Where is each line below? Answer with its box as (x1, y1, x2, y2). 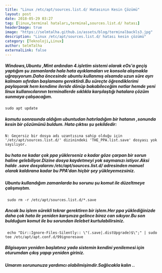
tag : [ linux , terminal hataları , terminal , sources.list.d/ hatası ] (5, 20, 140, 26)
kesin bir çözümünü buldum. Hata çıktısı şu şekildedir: (5, 121, 117, 127)
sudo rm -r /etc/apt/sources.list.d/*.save (7, 197, 97, 202)
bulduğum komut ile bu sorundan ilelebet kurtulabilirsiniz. (5, 218, 125, 224)
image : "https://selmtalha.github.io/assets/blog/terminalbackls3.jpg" (5, 30, 153, 34)
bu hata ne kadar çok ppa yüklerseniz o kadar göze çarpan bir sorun (5, 153, 146, 158)
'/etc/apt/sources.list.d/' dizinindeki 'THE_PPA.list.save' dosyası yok (5, 138, 158, 143)
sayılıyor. (5, 142, 27, 147)
